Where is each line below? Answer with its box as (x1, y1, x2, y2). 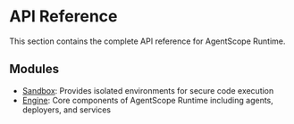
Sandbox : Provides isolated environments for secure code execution (21, 85, 274, 95)
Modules (9, 62, 60, 77)
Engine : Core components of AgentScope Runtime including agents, (21, 95, 274, 105)
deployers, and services (21, 104, 112, 115)
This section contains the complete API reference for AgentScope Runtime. (9, 36, 286, 46)
